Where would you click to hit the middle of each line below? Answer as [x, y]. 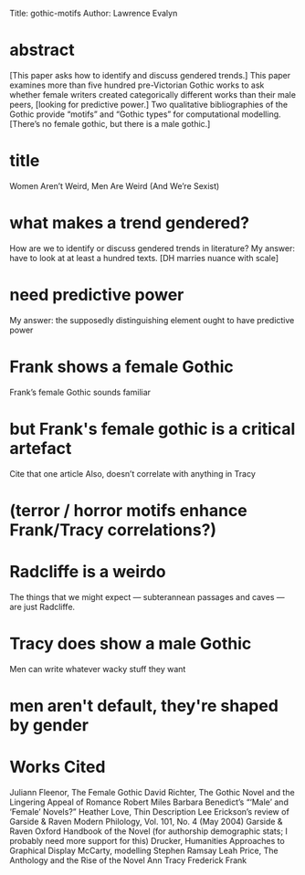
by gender [49, 725]
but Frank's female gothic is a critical [152, 429]
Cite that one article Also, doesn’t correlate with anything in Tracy [132, 473]
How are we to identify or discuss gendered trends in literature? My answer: [152, 248]
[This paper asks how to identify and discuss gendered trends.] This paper [150, 75]
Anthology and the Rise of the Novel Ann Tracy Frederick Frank [128, 860]
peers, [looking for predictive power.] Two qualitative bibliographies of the [149, 104]
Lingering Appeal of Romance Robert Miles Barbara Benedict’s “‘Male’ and [149, 802]
